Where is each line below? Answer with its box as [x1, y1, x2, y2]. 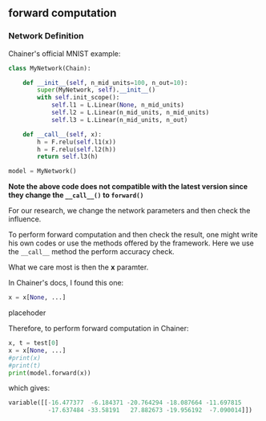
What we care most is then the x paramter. [8, 262, 149, 272]
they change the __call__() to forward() [8, 190, 144, 200]
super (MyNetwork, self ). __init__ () [37, 86, 156, 95]
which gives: [8, 383, 50, 393]
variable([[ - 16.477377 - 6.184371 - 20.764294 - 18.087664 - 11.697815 [8, 399, 242, 407]
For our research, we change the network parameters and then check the [8, 206, 251, 216]
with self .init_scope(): [37, 94, 120, 102]
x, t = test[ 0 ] [8, 339, 59, 347]
